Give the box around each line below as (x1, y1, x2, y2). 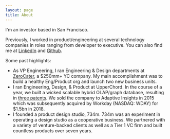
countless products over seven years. (12, 127, 92, 134)
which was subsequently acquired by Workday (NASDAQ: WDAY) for (12, 100, 158, 106)
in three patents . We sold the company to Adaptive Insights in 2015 (12, 95, 155, 101)
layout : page (5, 7, 33, 13)
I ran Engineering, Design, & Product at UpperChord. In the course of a (12, 83, 162, 90)
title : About (5, 12, 33, 18)
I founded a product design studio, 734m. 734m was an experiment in (12, 111, 161, 117)
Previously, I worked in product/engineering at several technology (5, 37, 145, 43)
